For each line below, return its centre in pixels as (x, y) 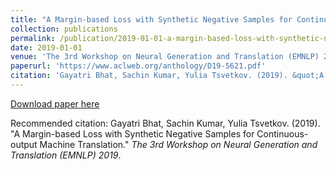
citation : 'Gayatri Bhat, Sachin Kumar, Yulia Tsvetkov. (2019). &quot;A (167, 76)
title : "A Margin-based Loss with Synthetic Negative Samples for (151, 19)
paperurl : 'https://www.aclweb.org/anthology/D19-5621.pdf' (138, 66)
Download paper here (55, 103)
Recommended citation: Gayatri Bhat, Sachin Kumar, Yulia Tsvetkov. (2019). (165, 123)
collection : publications (64, 29)
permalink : (33, 38)
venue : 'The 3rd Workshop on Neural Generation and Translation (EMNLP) (165, 57)
